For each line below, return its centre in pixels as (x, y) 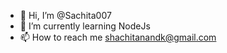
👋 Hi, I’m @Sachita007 (65, 15)
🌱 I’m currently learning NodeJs (85, 26)
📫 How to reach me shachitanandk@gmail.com (118, 37)
